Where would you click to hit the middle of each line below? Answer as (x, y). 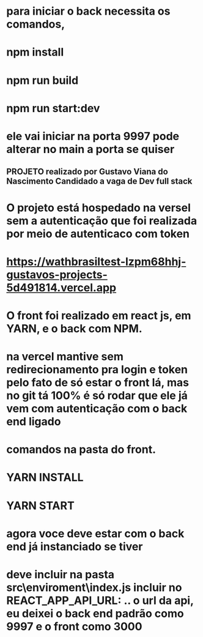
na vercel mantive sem (65, 357)
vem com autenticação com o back (97, 409)
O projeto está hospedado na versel (99, 208)
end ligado (34, 422)
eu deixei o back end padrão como (95, 614)
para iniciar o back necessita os (88, 11)
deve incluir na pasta (61, 575)
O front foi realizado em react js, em (99, 315)
